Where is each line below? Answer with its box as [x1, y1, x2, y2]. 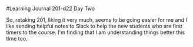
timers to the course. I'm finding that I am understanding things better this [6, 29, 185, 36]
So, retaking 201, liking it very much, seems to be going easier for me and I [6, 16, 187, 23]
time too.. [6, 35, 29, 42]
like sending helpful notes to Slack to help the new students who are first [6, 23, 182, 29]
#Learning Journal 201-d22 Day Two [6, 5, 95, 12]
